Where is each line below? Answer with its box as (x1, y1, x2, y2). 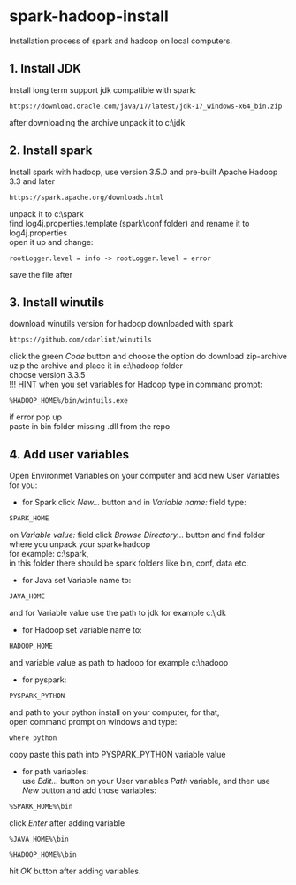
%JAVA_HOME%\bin (9, 835, 69, 844)
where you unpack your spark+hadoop (9, 539, 151, 550)
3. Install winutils (9, 295, 105, 310)
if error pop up (9, 412, 63, 422)
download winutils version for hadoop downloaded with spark (9, 319, 234, 329)
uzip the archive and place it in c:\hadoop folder (9, 360, 183, 371)
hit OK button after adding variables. (9, 866, 141, 877)
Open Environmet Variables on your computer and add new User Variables (9, 471, 280, 481)
